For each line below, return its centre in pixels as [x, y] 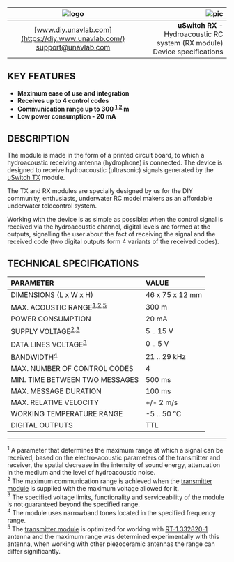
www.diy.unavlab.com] [75, 30]
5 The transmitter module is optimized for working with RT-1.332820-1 [107, 528]
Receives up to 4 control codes [63, 100]
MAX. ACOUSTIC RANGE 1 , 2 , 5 [59, 307]
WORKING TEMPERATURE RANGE [67, 414]
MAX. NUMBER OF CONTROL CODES [72, 369]
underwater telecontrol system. [52, 206]
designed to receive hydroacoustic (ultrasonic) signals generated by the [110, 170]
